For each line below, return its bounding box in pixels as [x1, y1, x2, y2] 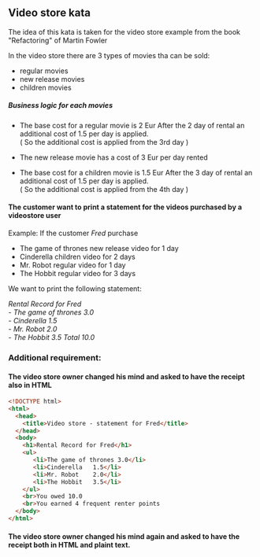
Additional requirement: [8, 352, 102, 363]
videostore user [8, 211, 61, 220]
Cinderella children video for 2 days [19, 252, 136, 261]
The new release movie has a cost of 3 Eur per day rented [19, 153, 208, 162]
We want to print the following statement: [8, 283, 142, 293]
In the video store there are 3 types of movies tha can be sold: [8, 50, 210, 60]
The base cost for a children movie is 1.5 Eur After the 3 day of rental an [19, 168, 253, 177]
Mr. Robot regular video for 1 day [19, 260, 126, 270]
